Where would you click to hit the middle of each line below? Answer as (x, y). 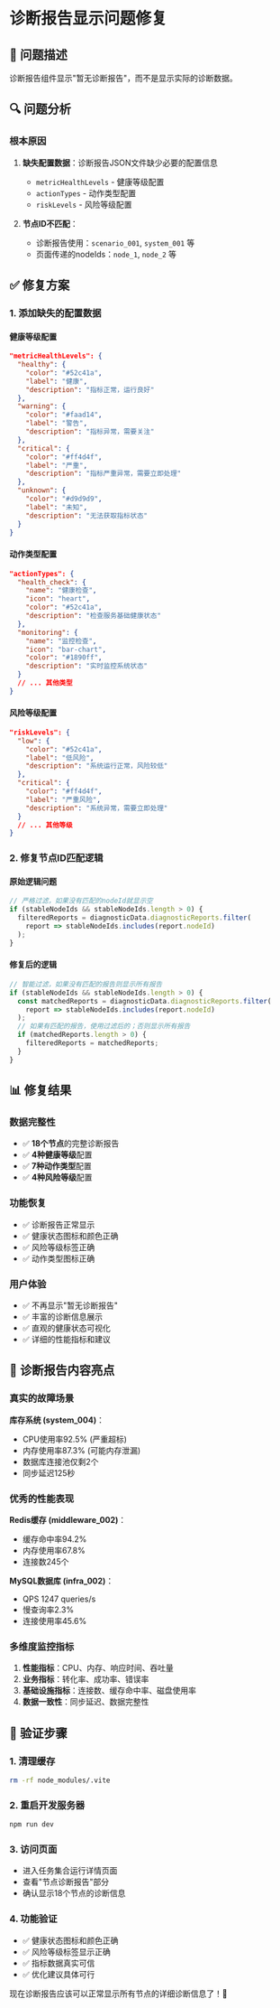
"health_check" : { (52, 582)
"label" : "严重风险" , (63, 799)
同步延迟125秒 (49, 1472)
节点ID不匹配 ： (50, 223)
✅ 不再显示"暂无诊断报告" (70, 1305)
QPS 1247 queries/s (59, 1599)
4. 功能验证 (33, 1919)
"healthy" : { (42, 365)
